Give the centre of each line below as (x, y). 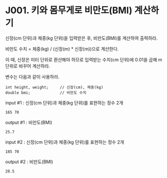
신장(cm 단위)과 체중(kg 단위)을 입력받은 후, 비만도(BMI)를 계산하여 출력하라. (81, 38)
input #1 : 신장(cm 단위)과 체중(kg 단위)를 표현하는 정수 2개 (64, 102)
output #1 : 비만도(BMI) (29, 122)
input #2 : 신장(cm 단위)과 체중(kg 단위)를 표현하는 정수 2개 (65, 142)
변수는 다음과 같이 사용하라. (32, 77)
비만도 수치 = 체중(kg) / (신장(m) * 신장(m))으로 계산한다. (62, 49)
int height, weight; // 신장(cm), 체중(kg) (54, 87)
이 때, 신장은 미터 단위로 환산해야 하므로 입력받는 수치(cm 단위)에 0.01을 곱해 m (84, 59)
